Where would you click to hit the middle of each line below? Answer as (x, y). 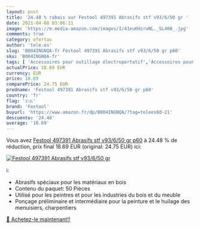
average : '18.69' (28, 123)
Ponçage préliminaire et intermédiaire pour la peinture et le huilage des (102, 201)
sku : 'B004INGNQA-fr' (33, 56)
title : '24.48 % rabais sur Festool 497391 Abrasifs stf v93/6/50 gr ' (97, 17)
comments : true (25, 34)
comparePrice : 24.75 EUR (37, 85)
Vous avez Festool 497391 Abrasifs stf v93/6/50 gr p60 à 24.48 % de (92, 140)
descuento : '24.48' (31, 117)
